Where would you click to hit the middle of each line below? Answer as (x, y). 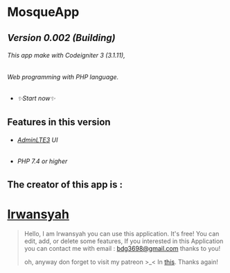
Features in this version (59, 122)
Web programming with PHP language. (63, 76)
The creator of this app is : (65, 184)
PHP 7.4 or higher (42, 161)
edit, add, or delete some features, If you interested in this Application (124, 241)
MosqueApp (43, 12)
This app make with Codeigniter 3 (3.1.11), (67, 56)
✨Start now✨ (36, 99)
